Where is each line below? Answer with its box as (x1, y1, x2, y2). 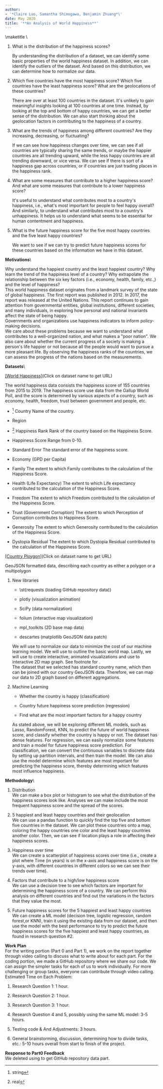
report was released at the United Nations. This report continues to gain (5, 297, 149, 303)
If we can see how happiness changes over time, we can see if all (12, 142, 144, 148)
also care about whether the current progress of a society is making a (5, 339, 145, 345)
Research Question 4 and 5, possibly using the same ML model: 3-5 (12, 1011, 148, 1017)
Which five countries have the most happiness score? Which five (12, 78, 142, 84)
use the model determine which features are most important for (12, 757, 139, 763)
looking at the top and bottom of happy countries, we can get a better (12, 108, 151, 114)
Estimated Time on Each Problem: (5, 974, 73, 979)
